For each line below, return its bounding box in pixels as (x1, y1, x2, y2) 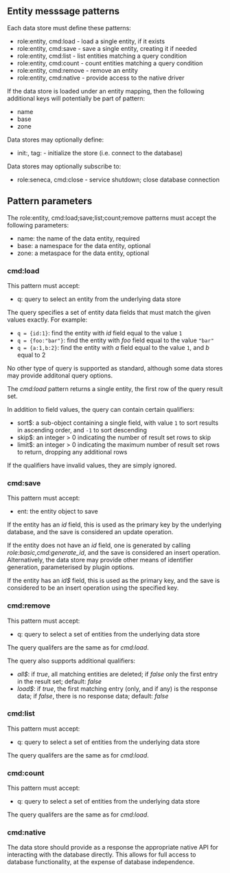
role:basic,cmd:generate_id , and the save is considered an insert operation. (7, 549, 221, 557)
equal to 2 (16, 351, 46, 359)
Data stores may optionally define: (7, 135, 104, 144)
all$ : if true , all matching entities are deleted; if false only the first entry (16, 670, 218, 678)
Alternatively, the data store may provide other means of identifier (7, 556, 194, 564)
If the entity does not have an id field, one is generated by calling (7, 541, 191, 549)
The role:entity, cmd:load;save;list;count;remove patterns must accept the (7, 213, 216, 222)
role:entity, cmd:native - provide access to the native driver (16, 74, 185, 82)
